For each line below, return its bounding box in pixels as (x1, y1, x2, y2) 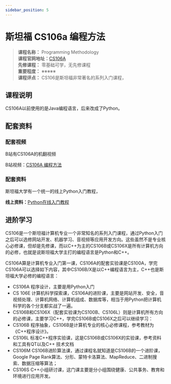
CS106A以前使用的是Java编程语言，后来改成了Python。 (5, 105, 123, 111)
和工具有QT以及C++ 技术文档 (12, 341, 74, 347)
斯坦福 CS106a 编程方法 (5, 31, 105, 42)
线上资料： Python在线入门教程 (5, 199, 70, 205)
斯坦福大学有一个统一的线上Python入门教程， (5, 188, 101, 195)
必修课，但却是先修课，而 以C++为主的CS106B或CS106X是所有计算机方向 (9, 243, 164, 249)
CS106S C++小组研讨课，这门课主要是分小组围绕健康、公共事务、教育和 (12, 367, 164, 373)
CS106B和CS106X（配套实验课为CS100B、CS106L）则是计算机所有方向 (12, 309, 163, 316)
